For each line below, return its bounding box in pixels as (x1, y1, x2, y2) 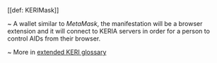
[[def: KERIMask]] (7, 6, 59, 14)
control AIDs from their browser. (7, 34, 101, 43)
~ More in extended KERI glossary (7, 48, 107, 56)
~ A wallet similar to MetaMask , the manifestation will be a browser (7, 20, 203, 27)
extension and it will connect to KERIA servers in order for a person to (7, 27, 211, 35)
